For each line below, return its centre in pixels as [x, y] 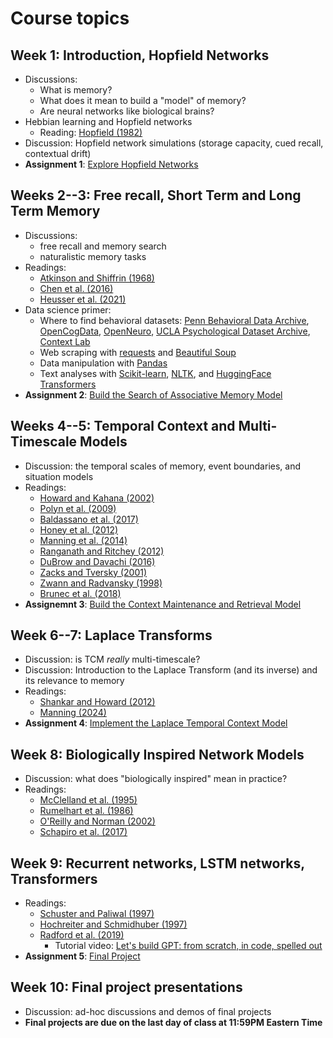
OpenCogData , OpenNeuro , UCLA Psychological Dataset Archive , [175, 331]
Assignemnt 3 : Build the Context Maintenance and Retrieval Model [163, 604]
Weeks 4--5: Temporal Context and [123, 426]
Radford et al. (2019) [82, 935]
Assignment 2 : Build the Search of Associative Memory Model [153, 394]
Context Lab [65, 341]
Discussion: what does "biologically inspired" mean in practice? [156, 779]
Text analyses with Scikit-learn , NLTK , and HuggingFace [155, 373]
